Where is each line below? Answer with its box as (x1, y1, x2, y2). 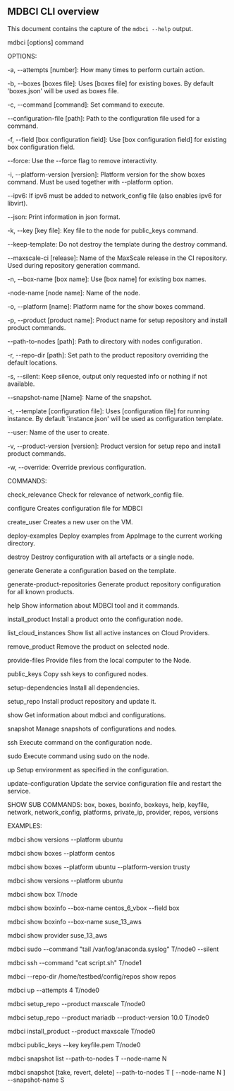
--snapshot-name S (7, 1075, 65, 1084)
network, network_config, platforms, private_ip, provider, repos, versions (7, 808, 218, 816)
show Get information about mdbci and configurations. (7, 710, 166, 719)
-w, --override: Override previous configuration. (7, 463, 147, 471)
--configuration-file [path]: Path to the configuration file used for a (7, 114, 200, 122)
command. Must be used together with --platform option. (7, 177, 174, 186)
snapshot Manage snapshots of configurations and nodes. (7, 724, 178, 733)
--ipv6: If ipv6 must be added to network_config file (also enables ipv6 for (7, 191, 222, 200)
